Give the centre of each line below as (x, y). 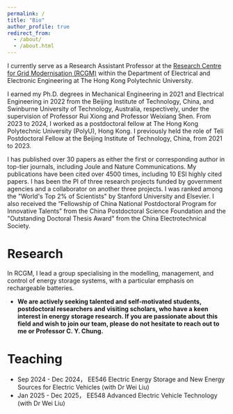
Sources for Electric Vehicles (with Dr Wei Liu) (83, 387)
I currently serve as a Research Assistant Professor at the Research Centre (114, 66)
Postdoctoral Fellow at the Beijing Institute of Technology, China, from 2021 (115, 138)
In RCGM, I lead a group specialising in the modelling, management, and (111, 273)
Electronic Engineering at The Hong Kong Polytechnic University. (100, 80)
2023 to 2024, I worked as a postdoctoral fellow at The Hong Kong (103, 124)
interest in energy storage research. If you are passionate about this (117, 316)
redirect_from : (29, 33)
